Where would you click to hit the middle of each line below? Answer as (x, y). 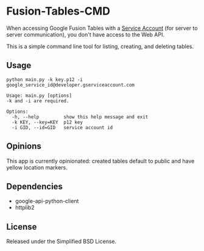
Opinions (24, 147)
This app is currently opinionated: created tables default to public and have (100, 161)
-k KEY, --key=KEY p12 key (47, 122)
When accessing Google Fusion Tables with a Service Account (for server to (102, 28)
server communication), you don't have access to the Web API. (85, 34)
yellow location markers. (37, 167)
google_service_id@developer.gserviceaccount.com (71, 85)
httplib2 (25, 208)
